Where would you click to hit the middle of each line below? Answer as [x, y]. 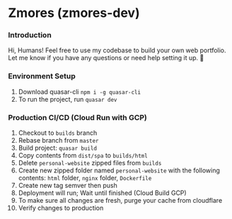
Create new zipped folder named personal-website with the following [119, 170]
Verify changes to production [61, 208]
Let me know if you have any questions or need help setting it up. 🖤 [106, 58]
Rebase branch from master [58, 141]
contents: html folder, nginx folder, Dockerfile [85, 178]
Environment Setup [42, 76]
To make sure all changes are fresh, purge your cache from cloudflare [120, 201]
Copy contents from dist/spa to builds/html [83, 155]
